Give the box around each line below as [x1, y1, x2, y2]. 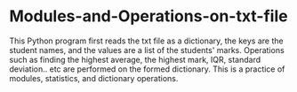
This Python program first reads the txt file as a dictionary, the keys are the [9, 35, 284, 46]
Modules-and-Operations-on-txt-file [9, 6, 288, 27]
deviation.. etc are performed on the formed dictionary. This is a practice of [9, 64, 285, 74]
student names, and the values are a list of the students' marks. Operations [9, 44, 285, 55]
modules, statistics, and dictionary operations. [9, 73, 179, 83]
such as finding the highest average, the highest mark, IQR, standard [9, 54, 261, 65]
